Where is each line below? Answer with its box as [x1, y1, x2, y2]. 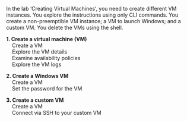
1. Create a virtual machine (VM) [6, 36, 87, 42]
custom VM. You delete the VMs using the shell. [6, 24, 123, 31]
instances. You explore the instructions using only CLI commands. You [6, 11, 179, 18]
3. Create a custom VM [6, 96, 64, 104]
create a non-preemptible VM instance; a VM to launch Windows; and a [6, 18, 181, 24]
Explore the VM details [11, 48, 67, 55]
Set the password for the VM [11, 85, 83, 92]
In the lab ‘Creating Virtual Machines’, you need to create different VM [6, 5, 177, 12]
